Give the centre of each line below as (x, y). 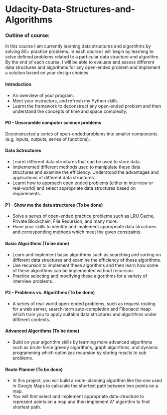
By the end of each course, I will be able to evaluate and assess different (80, 62)
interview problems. (33, 281)
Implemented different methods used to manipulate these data (76, 167)
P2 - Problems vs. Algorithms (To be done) (50, 293)
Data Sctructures (23, 150)
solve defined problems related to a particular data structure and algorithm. (83, 57)
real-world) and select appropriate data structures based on (74, 188)
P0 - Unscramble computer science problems (53, 123)
